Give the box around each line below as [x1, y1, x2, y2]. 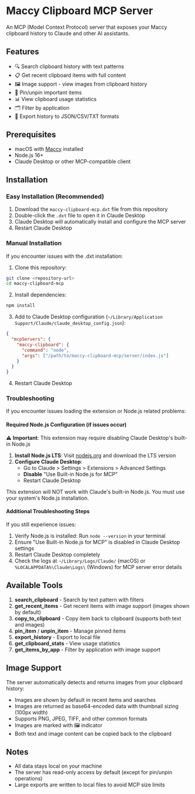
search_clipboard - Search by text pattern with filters [14, 596, 144, 603]
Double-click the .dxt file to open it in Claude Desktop [14, 212, 145, 219]
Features [6, 47, 39, 57]
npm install [6, 302, 35, 309]
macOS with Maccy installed [14, 145, 84, 152]
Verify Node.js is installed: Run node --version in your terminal [14, 532, 166, 539]
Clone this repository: [14, 264, 67, 271]
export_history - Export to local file [14, 633, 101, 641]
